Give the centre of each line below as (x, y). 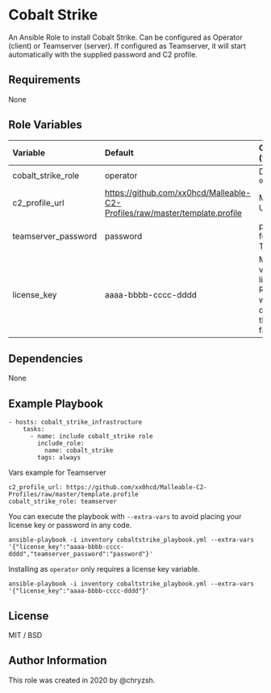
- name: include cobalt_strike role (91, 437)
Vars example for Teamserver (57, 473)
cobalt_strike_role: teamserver (63, 502)
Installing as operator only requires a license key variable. (104, 569)
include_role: (61, 444)
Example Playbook (56, 403)
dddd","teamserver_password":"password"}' (81, 554)
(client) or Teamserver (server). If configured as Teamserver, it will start (127, 45)
